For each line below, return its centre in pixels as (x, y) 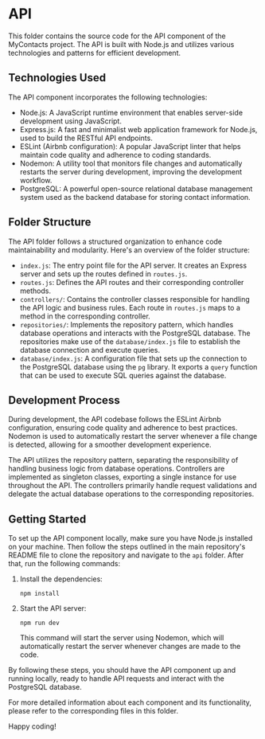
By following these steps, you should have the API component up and (122, 671)
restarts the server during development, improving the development (131, 171)
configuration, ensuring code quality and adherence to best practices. (123, 428)
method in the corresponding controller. (85, 316)
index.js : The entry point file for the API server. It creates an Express (133, 265)
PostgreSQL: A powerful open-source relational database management (136, 189)
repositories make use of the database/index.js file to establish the (130, 341)
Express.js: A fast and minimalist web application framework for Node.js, (138, 129)
